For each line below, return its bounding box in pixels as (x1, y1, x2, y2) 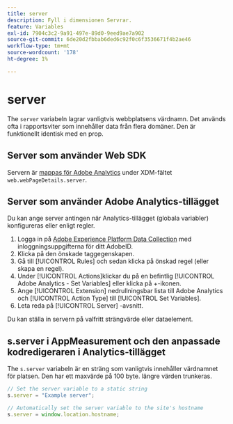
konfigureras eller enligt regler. (7, 221, 95, 230)
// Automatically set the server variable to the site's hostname (7, 405, 204, 411)
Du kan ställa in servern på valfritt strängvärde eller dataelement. (7, 315, 193, 324)
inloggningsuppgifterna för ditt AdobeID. (17, 242, 134, 251)
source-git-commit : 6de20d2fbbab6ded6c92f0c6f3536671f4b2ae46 (7, 36, 191, 43)
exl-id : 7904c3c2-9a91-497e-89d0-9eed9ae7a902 (7, 29, 145, 37)
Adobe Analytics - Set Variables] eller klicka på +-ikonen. (17, 279, 182, 288)
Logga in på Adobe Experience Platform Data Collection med (17, 235, 192, 244)
